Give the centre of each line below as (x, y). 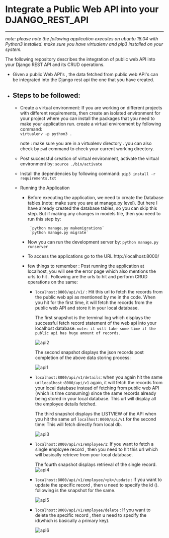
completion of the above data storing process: (83, 357)
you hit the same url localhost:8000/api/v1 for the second (96, 419)
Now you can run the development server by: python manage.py (93, 242)
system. (13, 49)
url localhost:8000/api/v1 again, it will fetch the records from (99, 382)
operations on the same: (53, 282)
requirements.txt (38, 178)
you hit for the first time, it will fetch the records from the (94, 302)
